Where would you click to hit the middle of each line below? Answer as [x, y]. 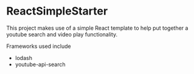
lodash [23, 58]
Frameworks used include [39, 46]
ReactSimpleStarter [57, 11]
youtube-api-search [40, 64]
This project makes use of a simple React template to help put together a [97, 28]
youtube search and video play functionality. [62, 34]
